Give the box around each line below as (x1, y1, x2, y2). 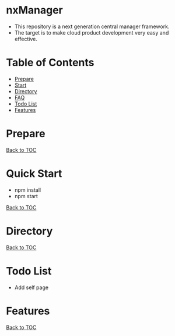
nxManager (6, 4, 63, 17)
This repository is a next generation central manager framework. (14, 23, 170, 30)
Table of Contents (6, 56, 94, 69)
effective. (14, 35, 38, 42)
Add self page (14, 284, 48, 291)
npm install (14, 186, 41, 194)
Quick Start (6, 167, 62, 180)
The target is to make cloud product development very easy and (14, 29, 169, 36)
